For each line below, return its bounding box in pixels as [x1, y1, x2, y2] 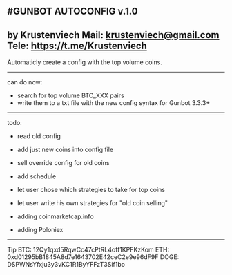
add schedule [17, 172, 57, 180]
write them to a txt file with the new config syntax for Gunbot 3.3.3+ [17, 99, 211, 107]
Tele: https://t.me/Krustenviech [7, 39, 147, 51]
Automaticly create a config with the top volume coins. [7, 58, 162, 66]
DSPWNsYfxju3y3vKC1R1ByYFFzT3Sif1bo [7, 260, 126, 269]
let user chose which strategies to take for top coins [17, 186, 166, 194]
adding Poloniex [17, 226, 64, 234]
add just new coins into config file [17, 145, 114, 154]
